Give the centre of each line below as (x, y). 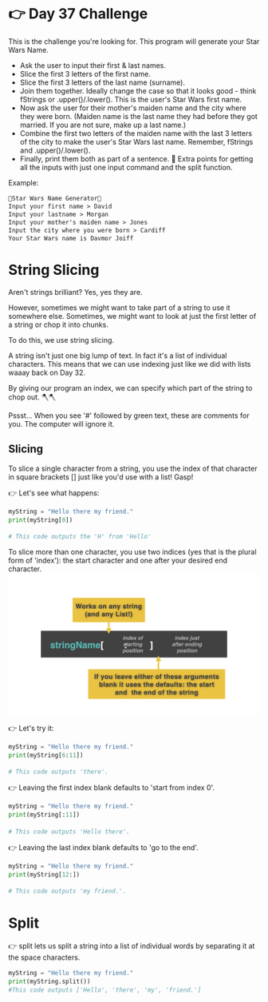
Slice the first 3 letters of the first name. (85, 74)
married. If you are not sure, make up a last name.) (103, 125)
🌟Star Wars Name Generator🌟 (55, 198)
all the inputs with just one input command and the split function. (126, 167)
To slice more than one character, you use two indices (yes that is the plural (132, 552)
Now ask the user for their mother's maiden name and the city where (133, 108)
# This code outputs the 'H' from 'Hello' (80, 537)
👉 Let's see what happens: (54, 493)
